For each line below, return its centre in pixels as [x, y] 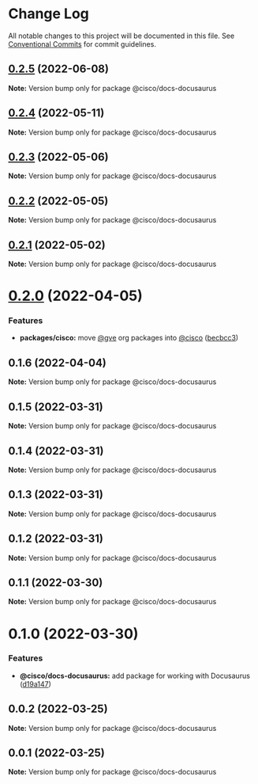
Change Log [49, 14]
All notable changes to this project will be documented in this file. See [122, 36]
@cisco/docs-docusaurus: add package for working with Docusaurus [135, 676]
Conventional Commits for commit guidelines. [82, 44]
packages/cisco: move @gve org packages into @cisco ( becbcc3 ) [129, 338]
